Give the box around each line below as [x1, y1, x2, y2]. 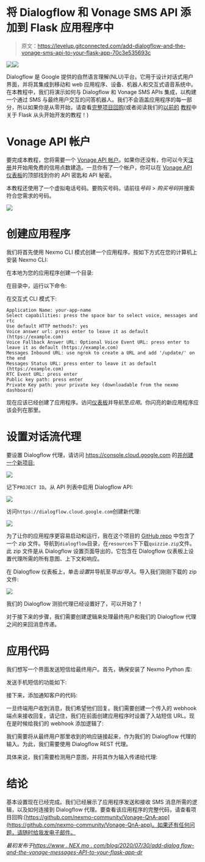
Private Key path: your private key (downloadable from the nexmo [6, 382, 179, 388]
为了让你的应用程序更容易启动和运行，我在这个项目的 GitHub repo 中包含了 [6, 532, 195, 539]
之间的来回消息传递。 [6, 620, 60, 628]
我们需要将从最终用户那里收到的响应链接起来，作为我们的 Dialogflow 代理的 [6, 733, 196, 740]
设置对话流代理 [6, 430, 82, 444]
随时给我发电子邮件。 [22, 828, 76, 836]
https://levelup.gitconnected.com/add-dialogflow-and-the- [37, 42, 186, 49]
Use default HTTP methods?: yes [6, 323, 88, 329]
